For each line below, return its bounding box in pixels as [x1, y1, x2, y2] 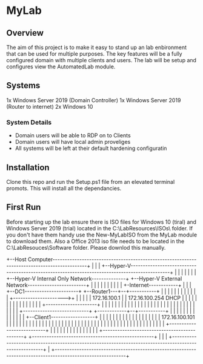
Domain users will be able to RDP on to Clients [15, 132, 131, 139]
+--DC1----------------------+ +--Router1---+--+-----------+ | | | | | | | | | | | [6, 288, 196, 295]
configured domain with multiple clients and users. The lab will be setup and [6, 57, 197, 63]
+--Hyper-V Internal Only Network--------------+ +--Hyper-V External [6, 275, 182, 282]
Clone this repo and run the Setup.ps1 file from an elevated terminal [6, 178, 175, 185]
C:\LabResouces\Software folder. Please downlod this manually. [6, 244, 166, 251]
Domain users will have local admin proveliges [15, 138, 131, 146]
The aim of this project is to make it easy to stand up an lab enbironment [6, 44, 187, 51]
